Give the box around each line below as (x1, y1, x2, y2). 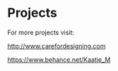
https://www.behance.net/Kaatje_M (7, 55, 111, 64)
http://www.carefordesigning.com (7, 41, 106, 50)
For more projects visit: (7, 28, 75, 37)
